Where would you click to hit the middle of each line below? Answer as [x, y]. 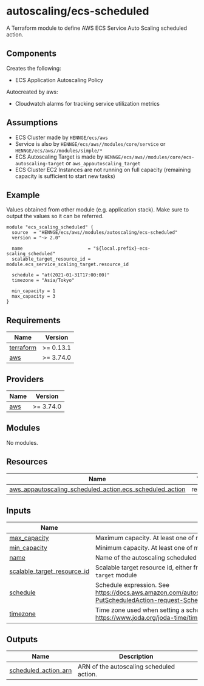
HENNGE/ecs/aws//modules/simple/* [59, 151]
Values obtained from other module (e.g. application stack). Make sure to [98, 210]
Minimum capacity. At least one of [144, 548]
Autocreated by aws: [32, 92]
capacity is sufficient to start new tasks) [65, 176]
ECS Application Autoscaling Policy [59, 80]
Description [136, 656]
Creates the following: [34, 68]
